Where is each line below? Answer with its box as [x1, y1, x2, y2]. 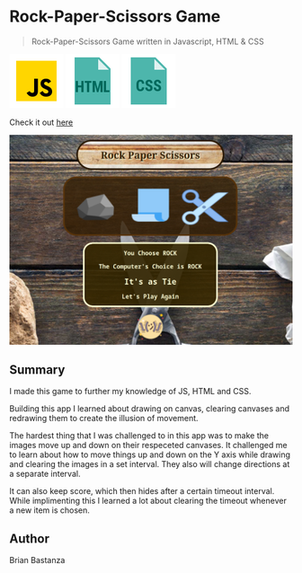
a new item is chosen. [9, 505, 90, 516]
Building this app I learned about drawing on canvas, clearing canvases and [9, 403, 290, 414]
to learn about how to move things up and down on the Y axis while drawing [9, 449, 290, 460]
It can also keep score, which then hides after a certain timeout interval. [9, 486, 275, 497]
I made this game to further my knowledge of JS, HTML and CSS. [9, 386, 252, 397]
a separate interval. [9, 469, 81, 480]
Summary [9, 362, 66, 377]
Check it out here [9, 117, 74, 128]
